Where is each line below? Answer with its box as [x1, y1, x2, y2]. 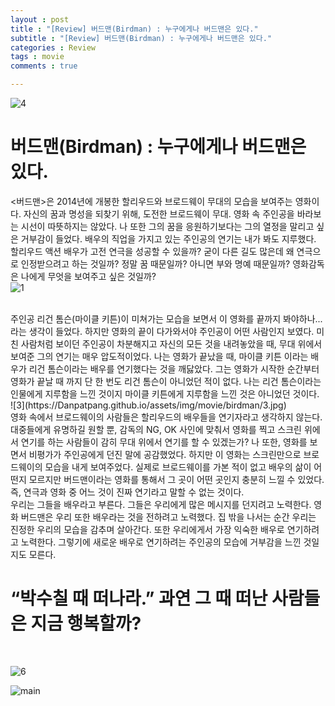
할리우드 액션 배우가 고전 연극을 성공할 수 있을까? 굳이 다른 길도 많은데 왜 [10, 245, 295, 257]
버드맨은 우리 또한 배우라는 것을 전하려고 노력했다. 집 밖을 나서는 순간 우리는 [20, 511, 317, 523]
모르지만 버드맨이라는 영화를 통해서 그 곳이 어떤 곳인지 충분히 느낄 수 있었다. [28, 473, 325, 485]
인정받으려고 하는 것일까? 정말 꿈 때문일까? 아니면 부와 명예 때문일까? [20, 257, 291, 270]
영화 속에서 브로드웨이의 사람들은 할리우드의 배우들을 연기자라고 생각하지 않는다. [10, 411, 323, 423]
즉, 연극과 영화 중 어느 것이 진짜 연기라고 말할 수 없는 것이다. [10, 486, 245, 498]
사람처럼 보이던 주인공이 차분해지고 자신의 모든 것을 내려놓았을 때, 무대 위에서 [20, 337, 323, 350]
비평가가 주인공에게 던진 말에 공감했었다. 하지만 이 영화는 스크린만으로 [28, 448, 302, 460]
